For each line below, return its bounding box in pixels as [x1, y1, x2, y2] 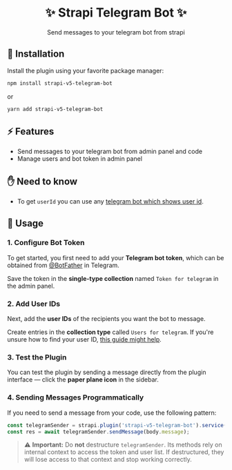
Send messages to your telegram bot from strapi [47, 28, 185, 36]
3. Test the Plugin [7, 353, 67, 362]
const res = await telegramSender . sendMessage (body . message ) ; [7, 428, 190, 435]
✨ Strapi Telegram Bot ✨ [45, 5, 187, 21]
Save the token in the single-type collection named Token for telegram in [7, 274, 219, 282]
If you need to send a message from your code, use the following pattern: [7, 409, 217, 417]
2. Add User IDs [7, 299, 61, 309]
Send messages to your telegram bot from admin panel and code [17, 147, 202, 156]
